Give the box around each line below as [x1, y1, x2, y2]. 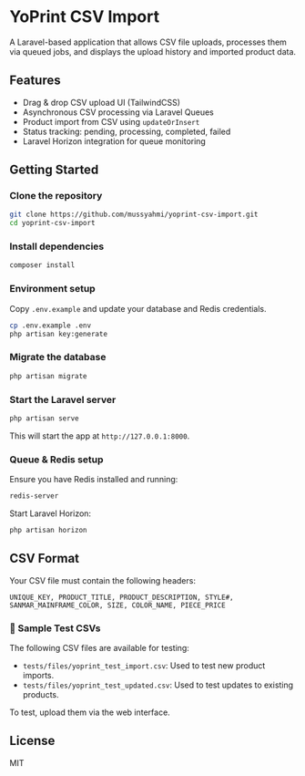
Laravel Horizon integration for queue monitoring [22, 135, 207, 147]
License [9, 733, 56, 749]
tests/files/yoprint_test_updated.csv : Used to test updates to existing [22, 679, 294, 690]
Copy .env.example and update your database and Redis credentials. [9, 303, 267, 314]
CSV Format [9, 551, 80, 566]
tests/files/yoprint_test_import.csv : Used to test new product [22, 659, 266, 671]
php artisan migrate [9, 371, 88, 380]
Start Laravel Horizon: [9, 508, 92, 519]
